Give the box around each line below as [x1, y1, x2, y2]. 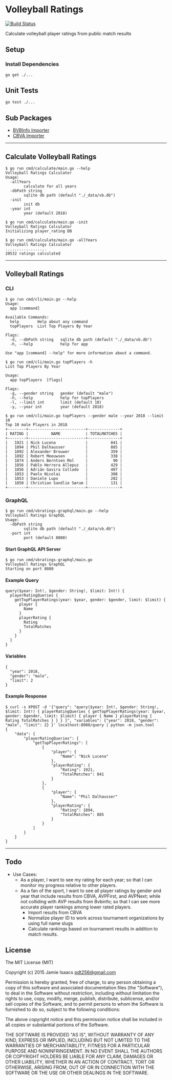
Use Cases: [12, 871, 37, 877]
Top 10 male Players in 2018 [5, 422, 68, 427]
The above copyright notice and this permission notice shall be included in [5, 1017, 162, 1023]
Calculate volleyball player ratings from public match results [5, 30, 132, 36]
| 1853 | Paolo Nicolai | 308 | [5, 471, 123, 477]
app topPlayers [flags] [10, 377, 63, 383]
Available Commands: [5, 314, 50, 320]
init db [24, 202, 40, 207]
